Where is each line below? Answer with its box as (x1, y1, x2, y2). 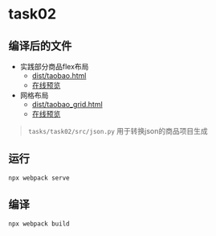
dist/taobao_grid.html (31, 100, 103, 109)
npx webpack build (8, 219, 70, 228)
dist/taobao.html (31, 71, 87, 81)
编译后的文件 (8, 39, 72, 52)
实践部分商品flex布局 (19, 62, 89, 71)
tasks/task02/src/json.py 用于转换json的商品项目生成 (27, 126, 208, 135)
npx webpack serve (8, 174, 70, 182)
